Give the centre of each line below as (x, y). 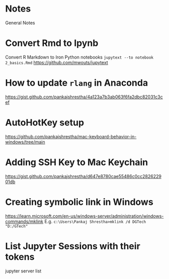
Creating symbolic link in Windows (79, 202)
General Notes (20, 23)
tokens (20, 257)
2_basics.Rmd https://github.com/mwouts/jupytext (57, 62)
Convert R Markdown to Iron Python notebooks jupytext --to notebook (79, 57)
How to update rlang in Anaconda (77, 83)
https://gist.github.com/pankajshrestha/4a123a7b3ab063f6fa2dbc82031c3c (84, 97)
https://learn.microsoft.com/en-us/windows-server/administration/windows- (84, 216)
